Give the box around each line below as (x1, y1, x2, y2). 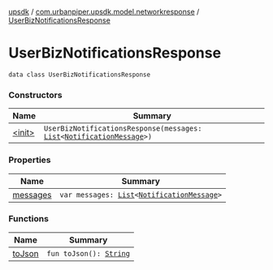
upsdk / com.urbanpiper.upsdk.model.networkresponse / (8, 7, 200, 16)
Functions (8, 213, 49, 225)
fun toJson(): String (46, 249, 130, 258)
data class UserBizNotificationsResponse (8, 71, 151, 79)
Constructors (8, 89, 63, 101)
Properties (8, 154, 51, 165)
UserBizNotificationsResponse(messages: (43, 124, 202, 133)
